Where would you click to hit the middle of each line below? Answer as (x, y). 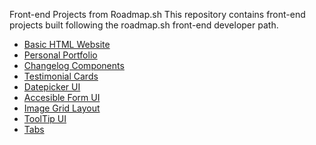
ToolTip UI (45, 118)
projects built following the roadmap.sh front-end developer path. (144, 25)
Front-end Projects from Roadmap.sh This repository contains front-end (157, 14)
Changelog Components (74, 65)
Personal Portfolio (60, 55)
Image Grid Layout (62, 108)
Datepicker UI (52, 87)
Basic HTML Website (67, 44)
